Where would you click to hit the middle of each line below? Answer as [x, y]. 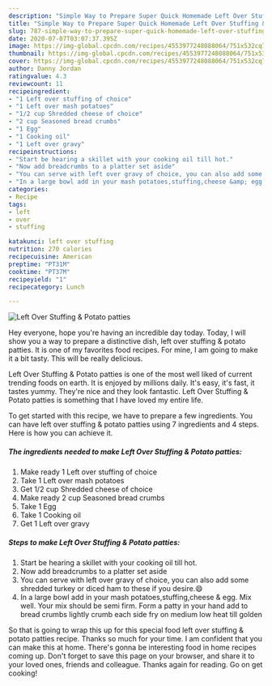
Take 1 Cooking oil [50, 515]
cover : [19, 62]
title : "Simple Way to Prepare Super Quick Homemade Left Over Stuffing [134, 24]
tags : [17, 204]
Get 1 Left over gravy [55, 524]
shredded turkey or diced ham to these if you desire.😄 [111, 589]
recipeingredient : [39, 91]
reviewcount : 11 [36, 84]
